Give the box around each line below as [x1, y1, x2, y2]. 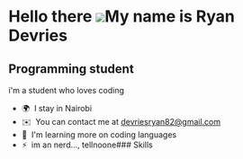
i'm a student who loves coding [8, 85, 125, 95]
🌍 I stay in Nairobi [21, 103, 92, 113]
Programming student [8, 61, 134, 76]
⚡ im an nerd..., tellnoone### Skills [21, 139, 154, 150]
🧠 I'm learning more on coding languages [21, 129, 177, 140]
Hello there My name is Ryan [8, 6, 236, 27]
